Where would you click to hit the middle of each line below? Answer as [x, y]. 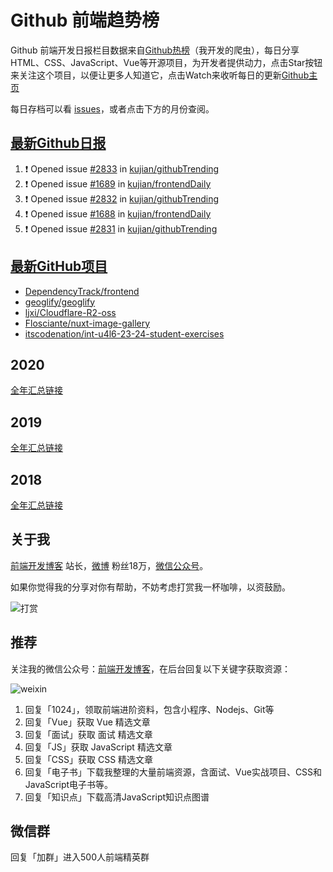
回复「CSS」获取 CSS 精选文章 [89, 759]
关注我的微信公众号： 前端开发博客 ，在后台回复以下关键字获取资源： [150, 668]
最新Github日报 [58, 143]
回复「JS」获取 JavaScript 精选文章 [98, 747]
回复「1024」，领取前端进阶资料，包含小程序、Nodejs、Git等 [149, 709]
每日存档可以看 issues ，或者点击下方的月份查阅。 [112, 108]
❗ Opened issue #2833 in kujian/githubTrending [122, 168]
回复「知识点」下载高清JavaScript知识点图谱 [117, 797]
